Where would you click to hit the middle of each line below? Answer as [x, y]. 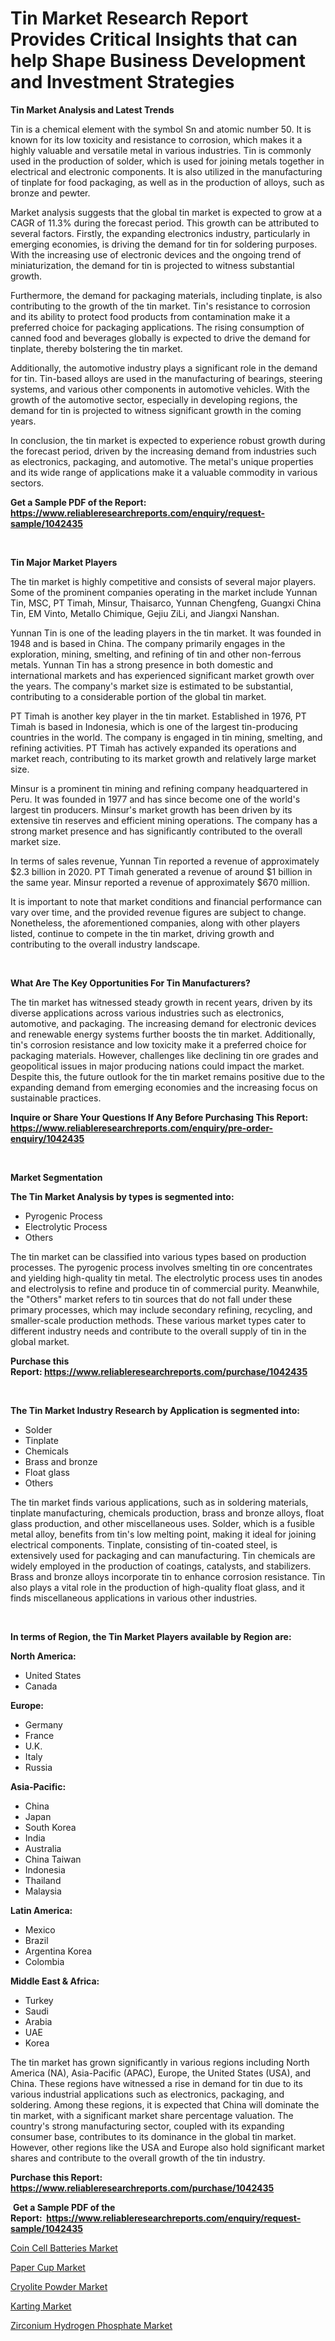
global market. [40, 1341]
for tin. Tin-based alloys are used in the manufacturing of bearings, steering [166, 378]
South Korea [50, 1827]
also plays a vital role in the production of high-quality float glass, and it [157, 1587]
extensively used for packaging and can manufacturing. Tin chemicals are [163, 1555]
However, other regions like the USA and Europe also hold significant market [167, 2147]
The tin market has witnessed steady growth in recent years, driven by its [161, 1002]
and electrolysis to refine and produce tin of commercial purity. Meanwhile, [165, 1288]
